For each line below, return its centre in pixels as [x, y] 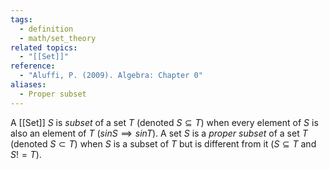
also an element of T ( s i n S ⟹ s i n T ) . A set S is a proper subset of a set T [159, 133]
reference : [33, 66]
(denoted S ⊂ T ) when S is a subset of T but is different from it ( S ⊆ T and [163, 143]
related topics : [44, 47]
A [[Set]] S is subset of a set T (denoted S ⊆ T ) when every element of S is [164, 122]
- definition [46, 29]
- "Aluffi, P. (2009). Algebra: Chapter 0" [111, 76]
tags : [21, 19]
